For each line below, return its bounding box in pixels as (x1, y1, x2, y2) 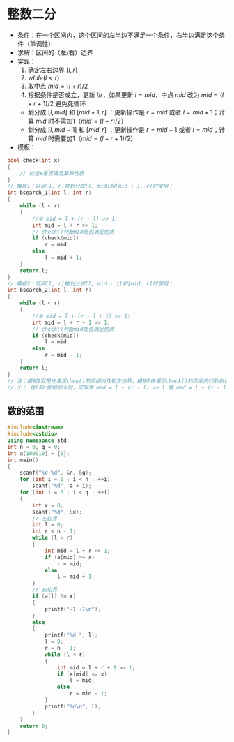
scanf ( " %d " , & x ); (32, 508, 82, 515)
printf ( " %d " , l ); (44, 632, 98, 639)
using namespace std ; (7, 437, 70, 444)
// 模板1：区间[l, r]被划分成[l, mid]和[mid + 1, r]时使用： (7, 183, 174, 190)
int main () (7, 457, 39, 463)
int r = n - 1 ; (32, 528, 77, 535)
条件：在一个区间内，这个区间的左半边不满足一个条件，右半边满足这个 (17, 31, 219, 39)
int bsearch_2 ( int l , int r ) (7, 287, 92, 294)
